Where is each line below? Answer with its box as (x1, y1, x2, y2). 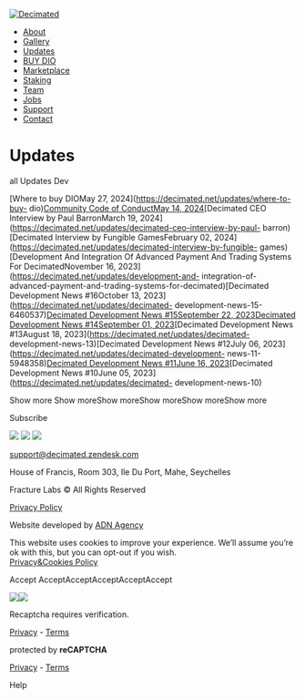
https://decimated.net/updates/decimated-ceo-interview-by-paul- (12, 221, 261, 232)
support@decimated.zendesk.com (9, 448, 139, 459)
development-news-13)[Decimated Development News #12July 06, (9, 338, 261, 349)
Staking (22, 75, 52, 86)
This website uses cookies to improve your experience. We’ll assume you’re (9, 537, 294, 548)
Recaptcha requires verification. (9, 609, 129, 620)
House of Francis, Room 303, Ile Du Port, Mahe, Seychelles (9, 466, 231, 478)
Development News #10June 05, (9, 367, 132, 378)
